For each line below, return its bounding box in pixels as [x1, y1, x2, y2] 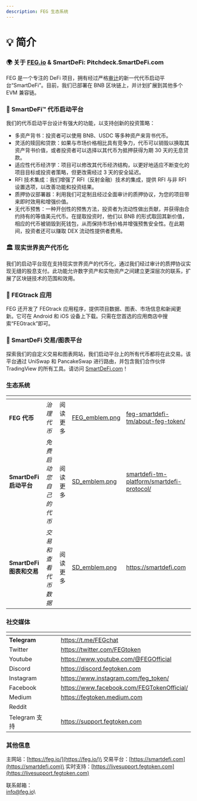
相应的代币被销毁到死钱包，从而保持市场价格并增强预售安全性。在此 [14, 220, 179, 227]
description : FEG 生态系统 [6, 8, 69, 15]
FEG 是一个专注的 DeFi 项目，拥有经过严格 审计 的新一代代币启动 [6, 75, 160, 82]
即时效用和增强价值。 [19, 198, 72, 206]
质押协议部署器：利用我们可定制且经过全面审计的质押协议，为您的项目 [14, 191, 185, 198]
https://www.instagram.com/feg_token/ [60, 674, 169, 682]
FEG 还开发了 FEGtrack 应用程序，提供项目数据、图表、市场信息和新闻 [6, 305, 176, 312]
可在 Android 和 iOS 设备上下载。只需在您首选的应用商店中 [21, 312, 163, 319]
